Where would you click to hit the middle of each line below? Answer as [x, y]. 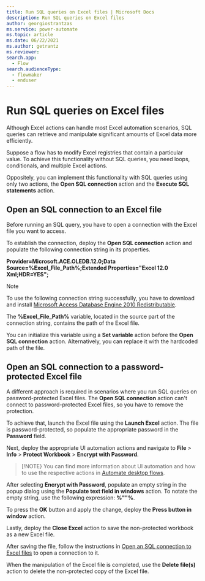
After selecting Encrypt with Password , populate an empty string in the [96, 484]
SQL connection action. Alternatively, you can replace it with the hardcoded [102, 341]
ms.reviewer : [23, 52]
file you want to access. [36, 231]
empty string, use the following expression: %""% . [71, 498]
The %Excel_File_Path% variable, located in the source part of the [91, 316]
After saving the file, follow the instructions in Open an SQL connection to [99, 546]
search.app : [21, 58]
